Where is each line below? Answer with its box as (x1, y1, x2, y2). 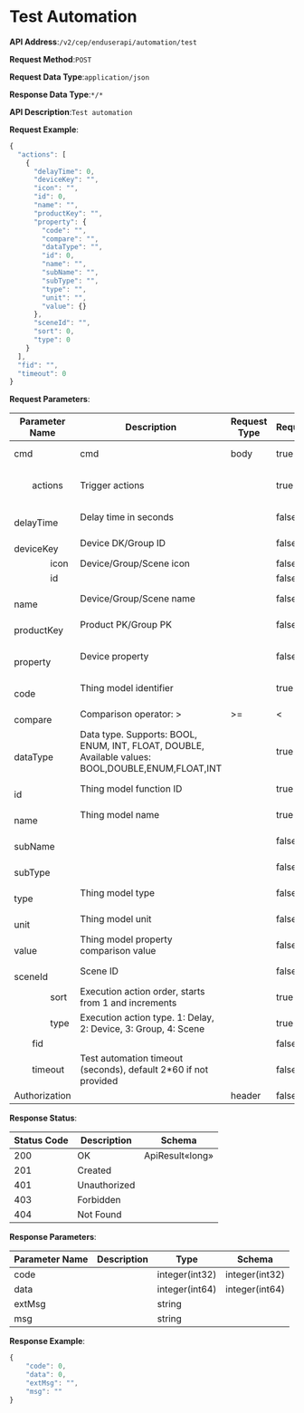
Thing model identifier (80, 682, 174, 695)
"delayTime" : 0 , (33, 167, 95, 176)
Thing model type (80, 887, 156, 899)
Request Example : (9, 124, 80, 135)
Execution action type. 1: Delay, (80, 1012, 214, 1024)
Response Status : (9, 1112, 78, 1124)
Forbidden (77, 1194, 121, 1206)
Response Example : (9, 1336, 86, 1347)
